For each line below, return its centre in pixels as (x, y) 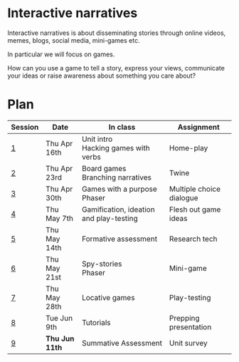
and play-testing (110, 218)
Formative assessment (119, 239)
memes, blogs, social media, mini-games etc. (74, 40)
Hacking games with (116, 148)
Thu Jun (60, 338)
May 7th (59, 218)
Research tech (193, 239)
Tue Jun (59, 318)
